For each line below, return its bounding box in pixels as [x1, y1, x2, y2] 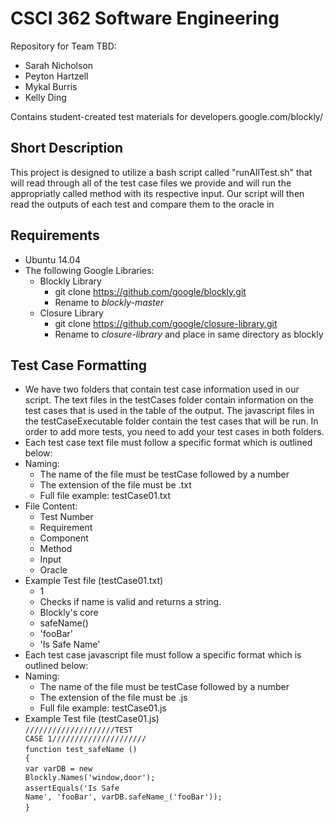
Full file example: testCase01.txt [39, 490, 172, 502]
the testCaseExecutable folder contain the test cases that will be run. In [24, 415, 319, 427]
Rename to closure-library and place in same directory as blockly [54, 328, 324, 340]
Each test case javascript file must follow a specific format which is [24, 649, 302, 661]
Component [39, 532, 89, 544]
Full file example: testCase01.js [39, 702, 167, 714]
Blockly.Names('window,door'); [24, 773, 156, 783]
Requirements [10, 227, 100, 244]
